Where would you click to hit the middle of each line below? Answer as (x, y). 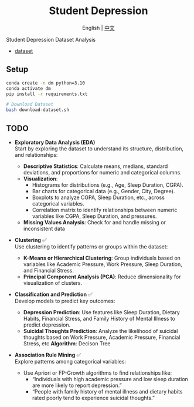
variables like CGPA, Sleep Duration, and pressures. (94, 216)
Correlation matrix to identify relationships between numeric (105, 210)
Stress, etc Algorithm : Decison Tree (67, 343)
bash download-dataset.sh (38, 110)
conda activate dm (28, 88)
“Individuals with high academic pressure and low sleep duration (110, 379)
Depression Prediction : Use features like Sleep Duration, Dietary (101, 312)
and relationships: (36, 154)
